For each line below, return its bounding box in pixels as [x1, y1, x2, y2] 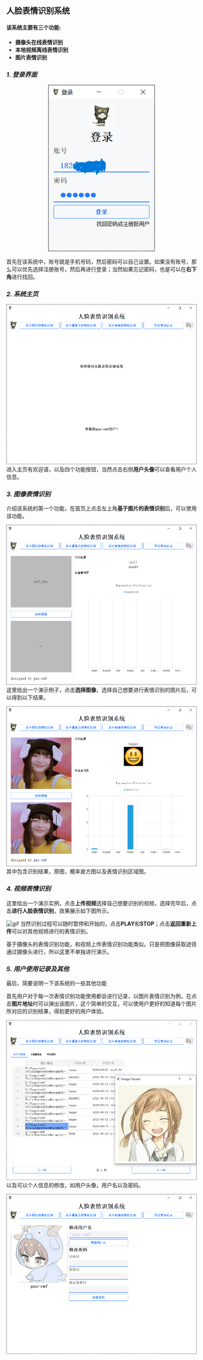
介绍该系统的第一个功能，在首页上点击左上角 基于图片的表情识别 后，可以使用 [6, 505, 197, 512]
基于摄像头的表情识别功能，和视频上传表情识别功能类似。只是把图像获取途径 [6, 940, 197, 948]
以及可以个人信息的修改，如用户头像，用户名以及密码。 [6, 1182, 144, 1189]
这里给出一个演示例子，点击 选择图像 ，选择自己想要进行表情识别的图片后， [6, 686, 192, 694]
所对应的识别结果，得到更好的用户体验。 [6, 1008, 107, 1015]
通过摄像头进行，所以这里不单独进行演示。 [6, 948, 112, 955]
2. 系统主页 [6, 290, 39, 298]
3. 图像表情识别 [6, 490, 51, 498]
